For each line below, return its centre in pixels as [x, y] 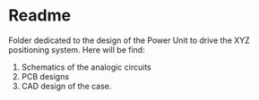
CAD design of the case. [66, 86]
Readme [40, 16]
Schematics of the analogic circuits [86, 67]
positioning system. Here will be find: [77, 49]
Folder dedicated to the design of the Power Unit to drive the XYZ [129, 40]
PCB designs [45, 76]
